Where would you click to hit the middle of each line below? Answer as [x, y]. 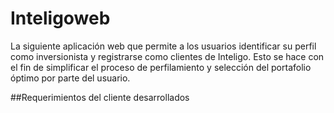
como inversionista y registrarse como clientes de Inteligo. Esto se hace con [167, 56]
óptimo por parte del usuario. [70, 78]
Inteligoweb [60, 18]
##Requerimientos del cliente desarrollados [100, 97]
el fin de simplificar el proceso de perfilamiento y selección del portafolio [161, 67]
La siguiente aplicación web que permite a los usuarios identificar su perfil [163, 46]
